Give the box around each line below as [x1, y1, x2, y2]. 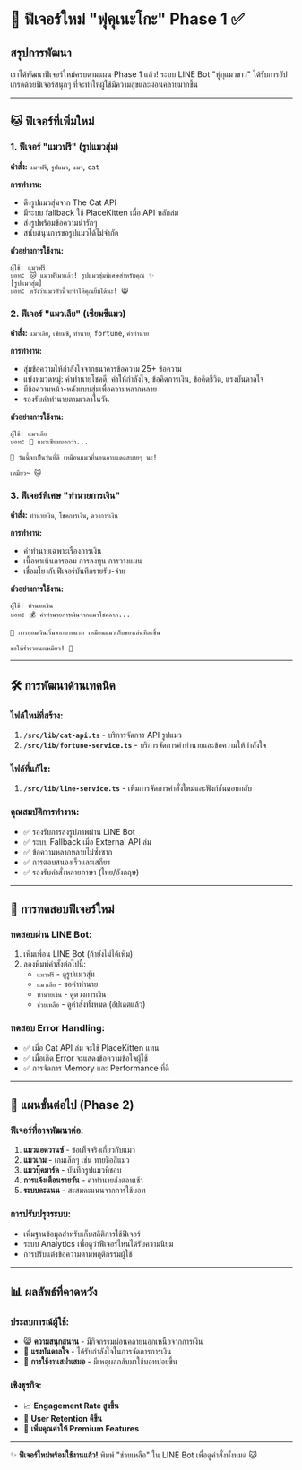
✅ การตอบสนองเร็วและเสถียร [22, 856, 111, 867]
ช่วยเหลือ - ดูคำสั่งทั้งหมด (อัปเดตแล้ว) [36, 999, 146, 1010]
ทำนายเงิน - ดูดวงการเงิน [36, 989, 107, 1000]
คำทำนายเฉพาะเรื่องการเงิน [22, 546, 102, 556]
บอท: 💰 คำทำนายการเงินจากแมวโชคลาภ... [10, 610, 131, 620]
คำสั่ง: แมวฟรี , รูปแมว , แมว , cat [10, 161, 100, 172]
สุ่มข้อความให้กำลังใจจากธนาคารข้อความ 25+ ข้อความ [22, 363, 182, 374]
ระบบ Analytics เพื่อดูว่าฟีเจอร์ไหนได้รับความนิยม [22, 1238, 174, 1249]
